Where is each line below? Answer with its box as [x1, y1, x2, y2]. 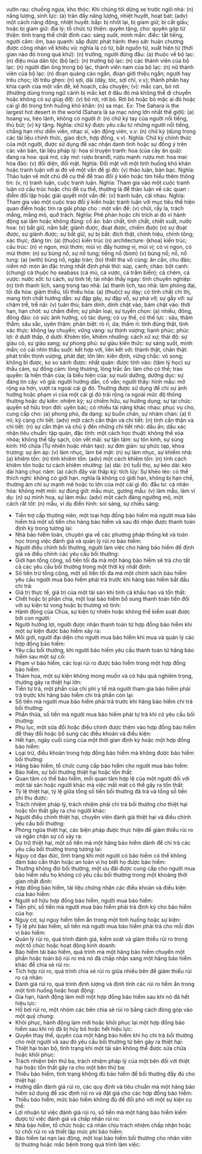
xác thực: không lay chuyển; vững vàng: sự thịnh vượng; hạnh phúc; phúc [6, 327, 189, 334]
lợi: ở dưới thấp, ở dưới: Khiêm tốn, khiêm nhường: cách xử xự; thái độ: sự [6, 333, 188, 340]
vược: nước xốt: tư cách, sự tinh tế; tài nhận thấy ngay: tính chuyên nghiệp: [6, 276, 192, 282]
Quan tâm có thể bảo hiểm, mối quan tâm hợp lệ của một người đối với [14, 775, 190, 782]
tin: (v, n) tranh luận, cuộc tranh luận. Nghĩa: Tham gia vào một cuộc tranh [6, 179, 190, 186]
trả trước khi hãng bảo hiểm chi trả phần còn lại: [14, 692, 134, 698]
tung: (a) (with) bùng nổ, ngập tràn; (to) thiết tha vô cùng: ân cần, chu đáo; [6, 256, 192, 263]
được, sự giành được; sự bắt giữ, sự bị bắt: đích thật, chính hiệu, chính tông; [6, 230, 194, 237]
